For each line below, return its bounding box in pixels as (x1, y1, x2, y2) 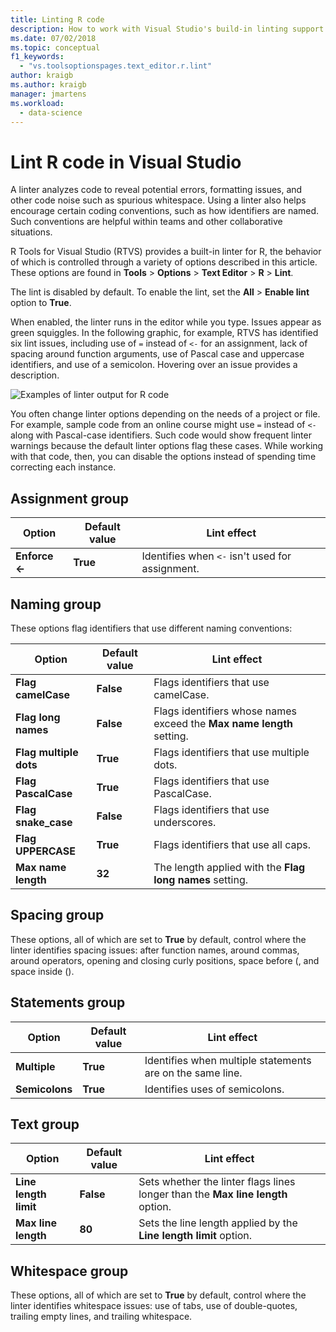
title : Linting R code (10, 14, 105, 25)
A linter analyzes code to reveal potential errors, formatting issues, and (10, 184, 303, 196)
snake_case (15, 815, 73, 829)
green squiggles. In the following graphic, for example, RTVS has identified (10, 327, 319, 339)
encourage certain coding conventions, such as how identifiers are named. (10, 205, 320, 217)
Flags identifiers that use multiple (153, 745, 310, 759)
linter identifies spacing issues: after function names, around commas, (10, 944, 300, 956)
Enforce (15, 549, 54, 563)
